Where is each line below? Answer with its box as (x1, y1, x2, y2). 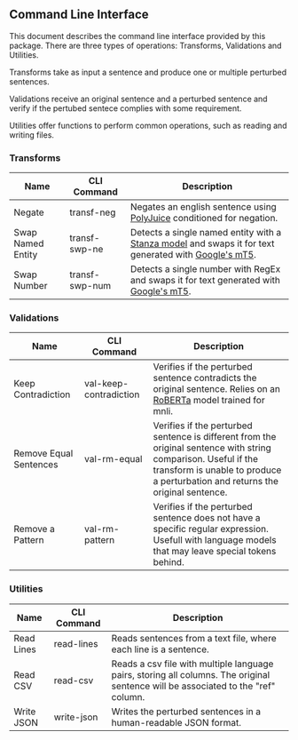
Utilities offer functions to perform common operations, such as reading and (9, 120, 287, 131)
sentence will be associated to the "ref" (111, 680, 276, 692)
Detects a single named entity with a (129, 227, 282, 239)
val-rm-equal (83, 453, 143, 465)
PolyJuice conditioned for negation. (129, 212, 278, 225)
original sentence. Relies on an (153, 383, 281, 395)
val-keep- (83, 378, 129, 390)
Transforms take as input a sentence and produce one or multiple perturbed (9, 67, 287, 77)
